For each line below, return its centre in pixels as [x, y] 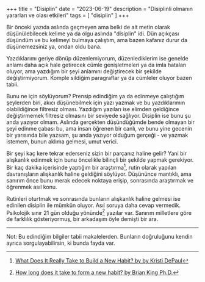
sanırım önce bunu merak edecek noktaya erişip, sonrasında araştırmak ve [100, 180]
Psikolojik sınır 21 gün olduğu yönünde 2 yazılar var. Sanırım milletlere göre [99, 212]
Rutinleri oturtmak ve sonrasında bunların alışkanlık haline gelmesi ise [94, 198]
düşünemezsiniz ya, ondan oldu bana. [54, 46]
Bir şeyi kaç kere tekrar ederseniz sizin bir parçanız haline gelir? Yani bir [97, 153]
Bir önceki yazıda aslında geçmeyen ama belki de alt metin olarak [88, 27]
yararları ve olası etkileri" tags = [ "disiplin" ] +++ [68, 15]
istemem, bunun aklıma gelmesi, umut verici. [62, 142]
